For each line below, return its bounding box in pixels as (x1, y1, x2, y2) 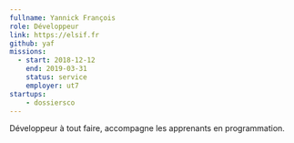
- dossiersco (25, 97, 76, 107)
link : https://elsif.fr (9, 30, 100, 39)
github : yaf (9, 38, 55, 48)
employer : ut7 (25, 81, 79, 90)
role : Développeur (9, 22, 79, 31)
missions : (9, 47, 47, 56)
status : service (25, 73, 88, 82)
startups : (9, 89, 47, 98)
